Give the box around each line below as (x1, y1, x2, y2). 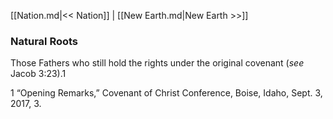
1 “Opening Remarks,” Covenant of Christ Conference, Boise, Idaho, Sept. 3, (10, 87, 323, 99)
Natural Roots (10, 34, 79, 48)
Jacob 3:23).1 (10, 68, 67, 80)
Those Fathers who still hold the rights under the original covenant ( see (10, 57, 305, 69)
